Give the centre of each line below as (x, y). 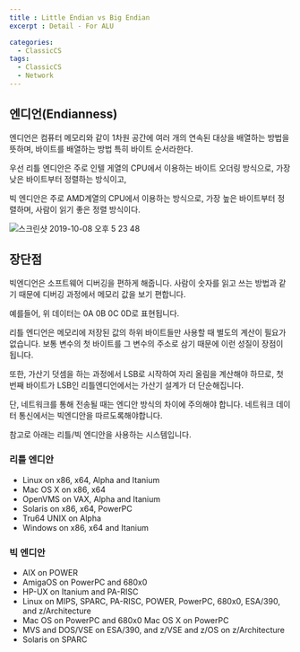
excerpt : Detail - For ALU (62, 26)
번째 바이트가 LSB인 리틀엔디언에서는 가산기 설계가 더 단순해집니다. (127, 385)
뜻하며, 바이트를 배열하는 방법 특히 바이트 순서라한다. (101, 148)
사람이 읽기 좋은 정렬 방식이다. (88, 209)
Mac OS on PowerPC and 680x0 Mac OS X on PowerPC (125, 621)
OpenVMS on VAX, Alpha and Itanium (91, 498)
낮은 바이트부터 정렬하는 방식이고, (68, 179)
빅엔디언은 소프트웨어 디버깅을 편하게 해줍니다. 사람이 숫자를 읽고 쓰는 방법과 (143, 283)
